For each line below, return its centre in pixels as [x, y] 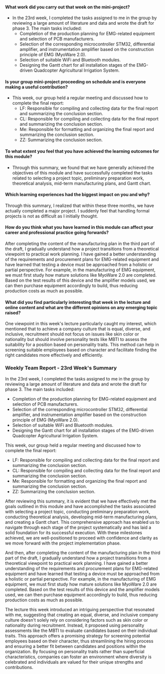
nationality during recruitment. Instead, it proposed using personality [75, 625]
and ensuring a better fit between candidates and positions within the [76, 646]
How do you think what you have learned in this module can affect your [79, 227]
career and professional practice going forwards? [57, 233]
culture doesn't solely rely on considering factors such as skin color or [77, 620]
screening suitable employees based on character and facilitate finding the [81, 350]
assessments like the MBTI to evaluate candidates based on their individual [81, 631]
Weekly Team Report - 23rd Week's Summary [61, 368]
